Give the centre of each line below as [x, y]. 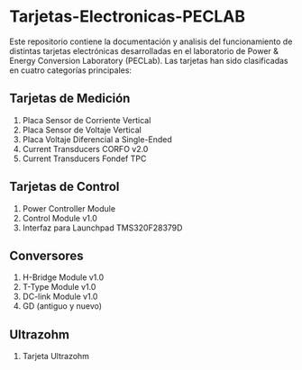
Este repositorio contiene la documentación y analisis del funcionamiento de [151, 41]
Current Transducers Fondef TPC [84, 158]
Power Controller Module [69, 208]
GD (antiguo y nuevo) [62, 306]
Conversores [46, 255]
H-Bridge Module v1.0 [63, 277]
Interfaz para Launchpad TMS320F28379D [102, 228]
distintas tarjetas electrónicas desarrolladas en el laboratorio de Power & [144, 50]
